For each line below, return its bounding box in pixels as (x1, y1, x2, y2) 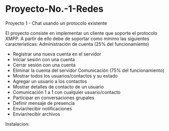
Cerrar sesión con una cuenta (12, 62, 76, 68)
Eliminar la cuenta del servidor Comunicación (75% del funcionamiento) (12, 67, 165, 73)
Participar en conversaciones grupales (12, 95, 95, 101)
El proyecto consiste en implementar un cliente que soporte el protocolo (5, 30, 158, 36)
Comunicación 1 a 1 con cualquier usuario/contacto (12, 89, 121, 95)
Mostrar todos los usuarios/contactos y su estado (12, 72, 118, 79)
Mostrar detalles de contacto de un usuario (12, 83, 104, 90)
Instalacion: (5, 121, 30, 127)
